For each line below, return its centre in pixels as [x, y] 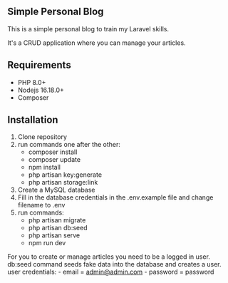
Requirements [39, 65]
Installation [33, 120]
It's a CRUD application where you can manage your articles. [97, 43]
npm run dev [47, 243]
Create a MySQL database [56, 190]
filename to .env [41, 205]
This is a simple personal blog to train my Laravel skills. [88, 29]
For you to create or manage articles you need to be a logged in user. [109, 257]
